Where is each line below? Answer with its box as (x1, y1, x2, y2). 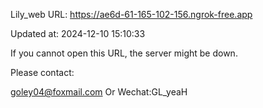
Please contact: (10, 67, 75, 78)
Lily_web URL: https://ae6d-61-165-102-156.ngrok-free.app (10, 9, 253, 20)
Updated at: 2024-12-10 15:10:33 (10, 28, 146, 39)
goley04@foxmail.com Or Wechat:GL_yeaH (10, 86, 188, 98)
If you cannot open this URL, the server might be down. (10, 47, 238, 59)
